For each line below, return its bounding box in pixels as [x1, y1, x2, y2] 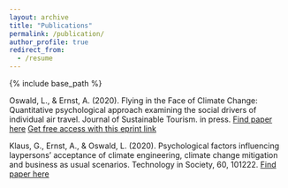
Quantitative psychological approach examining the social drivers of [9, 105, 257, 115]
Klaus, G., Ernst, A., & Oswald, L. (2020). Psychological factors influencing [9, 140, 280, 151]
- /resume [17, 54, 53, 63]
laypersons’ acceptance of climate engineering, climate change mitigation [9, 150, 278, 160]
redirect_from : [9, 46, 65, 55]
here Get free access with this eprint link [9, 124, 157, 133]
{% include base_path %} [9, 79, 102, 88]
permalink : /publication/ [9, 29, 104, 38]
